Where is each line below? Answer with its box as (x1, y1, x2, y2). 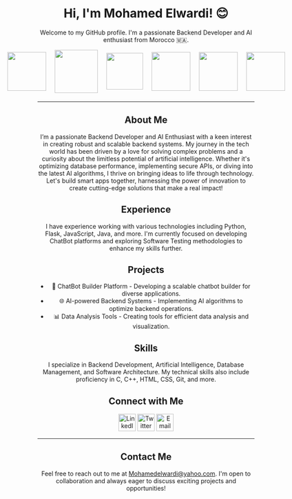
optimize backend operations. (109, 305, 194, 313)
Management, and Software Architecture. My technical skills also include (43, 368, 249, 376)
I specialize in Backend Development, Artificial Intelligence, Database (48, 360, 244, 369)
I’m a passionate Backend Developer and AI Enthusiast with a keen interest (40, 132, 252, 141)
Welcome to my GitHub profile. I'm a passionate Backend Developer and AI (39, 28, 253, 37)
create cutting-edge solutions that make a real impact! (69, 183, 223, 192)
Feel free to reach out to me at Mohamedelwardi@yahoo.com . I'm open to (41, 469, 251, 478)
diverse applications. (121, 289, 181, 298)
